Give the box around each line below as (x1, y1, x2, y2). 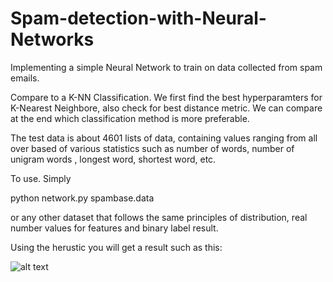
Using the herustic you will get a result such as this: (10, 241, 223, 253)
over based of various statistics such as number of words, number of (10, 142, 295, 154)
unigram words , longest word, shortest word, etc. (10, 153, 217, 165)
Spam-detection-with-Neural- (10, 7, 267, 30)
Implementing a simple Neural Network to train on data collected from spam (10, 61, 323, 73)
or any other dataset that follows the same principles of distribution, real (10, 211, 308, 223)
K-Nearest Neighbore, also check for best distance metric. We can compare (10, 102, 323, 114)
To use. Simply (10, 172, 72, 184)
